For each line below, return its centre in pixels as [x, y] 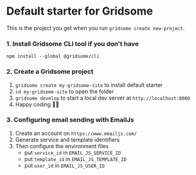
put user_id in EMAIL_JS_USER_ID [64, 165]
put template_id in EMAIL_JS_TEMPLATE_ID [75, 159]
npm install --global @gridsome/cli [53, 57]
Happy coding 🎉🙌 [37, 104]
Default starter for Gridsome [80, 11]
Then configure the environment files [62, 146]
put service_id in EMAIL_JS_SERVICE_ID [73, 153]
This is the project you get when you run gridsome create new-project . [96, 28]
